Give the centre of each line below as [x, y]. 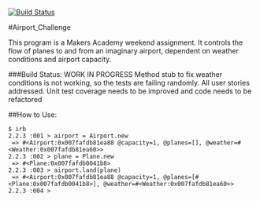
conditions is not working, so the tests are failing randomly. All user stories [129, 83]
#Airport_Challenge [39, 27]
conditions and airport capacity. [60, 59]
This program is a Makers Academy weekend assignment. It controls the [126, 42]
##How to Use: [33, 115]
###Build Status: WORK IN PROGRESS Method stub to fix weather [115, 74]
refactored [25, 99]
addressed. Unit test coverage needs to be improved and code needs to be [130, 91]
